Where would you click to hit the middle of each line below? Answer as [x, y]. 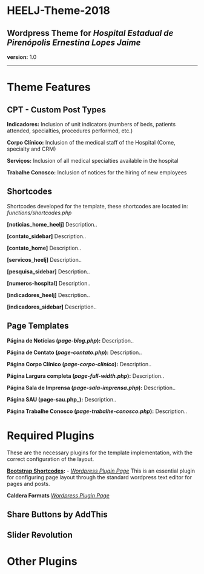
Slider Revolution [40, 535]
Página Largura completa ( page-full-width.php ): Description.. [86, 376]
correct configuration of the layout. [51, 459]
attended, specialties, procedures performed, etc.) [70, 131]
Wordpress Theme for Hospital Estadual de [90, 33]
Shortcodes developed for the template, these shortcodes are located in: [97, 206]
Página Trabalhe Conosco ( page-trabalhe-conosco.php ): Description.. [97, 411]
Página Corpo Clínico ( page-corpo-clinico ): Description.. [79, 364]
